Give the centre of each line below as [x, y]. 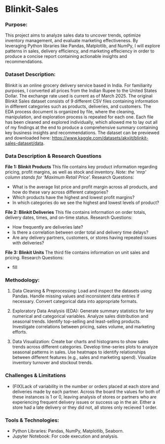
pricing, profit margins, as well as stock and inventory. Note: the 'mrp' [76, 172]
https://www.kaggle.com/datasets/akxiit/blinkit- [100, 138]
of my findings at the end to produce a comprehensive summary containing [82, 127]
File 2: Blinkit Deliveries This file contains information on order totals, [76, 212]
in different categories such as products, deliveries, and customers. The [78, 106]
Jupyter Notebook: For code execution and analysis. [65, 436]
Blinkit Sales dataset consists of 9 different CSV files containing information [82, 101]
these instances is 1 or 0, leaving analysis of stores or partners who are [84, 396]
